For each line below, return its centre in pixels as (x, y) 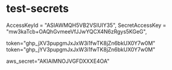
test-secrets (38, 9)
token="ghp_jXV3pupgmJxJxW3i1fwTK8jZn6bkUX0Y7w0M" (81, 43)
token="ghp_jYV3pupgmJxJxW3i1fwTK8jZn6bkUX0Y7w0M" (81, 49)
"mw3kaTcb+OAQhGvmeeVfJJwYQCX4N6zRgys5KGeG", (77, 31)
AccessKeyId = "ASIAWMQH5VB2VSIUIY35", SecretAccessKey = (86, 25)
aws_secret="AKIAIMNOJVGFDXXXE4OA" (58, 61)
